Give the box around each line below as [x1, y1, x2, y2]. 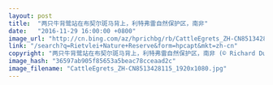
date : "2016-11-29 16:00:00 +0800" [8, 27, 136, 35]
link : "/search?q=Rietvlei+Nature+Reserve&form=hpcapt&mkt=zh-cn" [8, 42, 238, 50]
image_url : [8, 34, 45, 43]
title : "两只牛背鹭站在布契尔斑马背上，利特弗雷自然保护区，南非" [8, 19, 209, 28]
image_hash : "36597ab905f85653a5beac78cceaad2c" [8, 57, 176, 66]
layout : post [8, 11, 53, 20]
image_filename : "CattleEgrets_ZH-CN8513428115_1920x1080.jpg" [8, 65, 227, 73]
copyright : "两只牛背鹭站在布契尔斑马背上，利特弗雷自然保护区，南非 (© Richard [8, 49, 256, 57]
